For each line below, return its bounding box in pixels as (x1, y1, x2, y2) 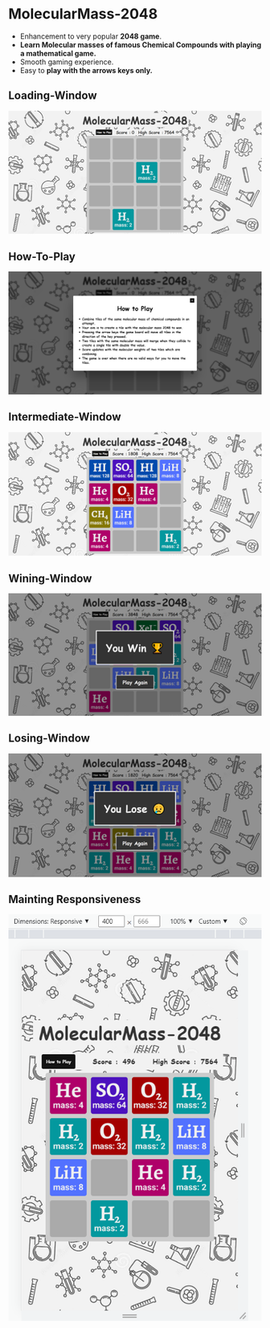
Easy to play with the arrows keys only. (19, 65, 153, 75)
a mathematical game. (19, 48, 96, 58)
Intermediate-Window (8, 411, 122, 424)
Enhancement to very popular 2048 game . (19, 31, 162, 41)
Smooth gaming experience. (19, 57, 114, 67)
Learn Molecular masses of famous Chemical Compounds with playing (19, 39, 262, 49)
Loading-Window (8, 89, 97, 103)
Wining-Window (8, 571, 92, 585)
